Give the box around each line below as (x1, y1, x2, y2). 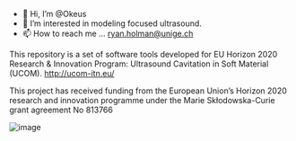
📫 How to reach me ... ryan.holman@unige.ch (22, 28, 194, 39)
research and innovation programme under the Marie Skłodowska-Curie (9, 95, 275, 105)
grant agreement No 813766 (9, 104, 114, 115)
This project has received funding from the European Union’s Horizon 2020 (9, 85, 287, 96)
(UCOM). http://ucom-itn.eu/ (9, 68, 115, 78)
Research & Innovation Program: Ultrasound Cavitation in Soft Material (9, 58, 269, 69)
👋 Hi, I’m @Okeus (22, 9, 87, 19)
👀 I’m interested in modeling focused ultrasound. (22, 18, 202, 29)
